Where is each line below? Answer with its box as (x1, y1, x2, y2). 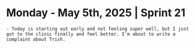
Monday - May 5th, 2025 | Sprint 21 (6, 6, 186, 20)
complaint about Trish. (6, 36, 66, 42)
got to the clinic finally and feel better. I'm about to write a (6, 31, 176, 37)
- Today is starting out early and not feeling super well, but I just (6, 26, 189, 32)
